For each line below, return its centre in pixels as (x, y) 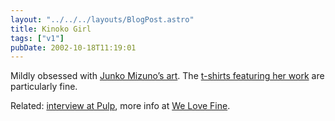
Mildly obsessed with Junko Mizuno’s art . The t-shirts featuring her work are (167, 76)
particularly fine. (44, 87)
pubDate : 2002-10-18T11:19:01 (73, 47)
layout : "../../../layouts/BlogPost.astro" (102, 19)
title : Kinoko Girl (51, 29)
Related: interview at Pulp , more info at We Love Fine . (120, 106)
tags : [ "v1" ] (37, 38)
